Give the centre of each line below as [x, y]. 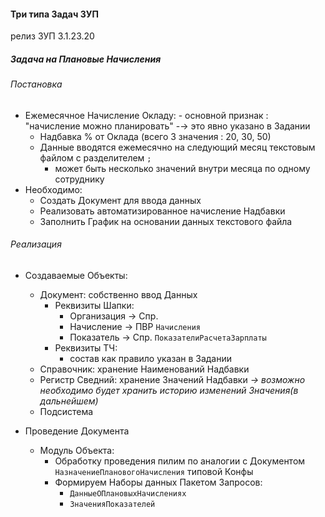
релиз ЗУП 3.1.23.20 [52, 36]
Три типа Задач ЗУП [54, 14]
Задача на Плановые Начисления [86, 59]
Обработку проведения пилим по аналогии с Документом [180, 461]
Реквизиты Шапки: [94, 305]
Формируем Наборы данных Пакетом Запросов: [158, 482]
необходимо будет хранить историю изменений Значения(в [169, 390]
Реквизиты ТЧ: [86, 347]
